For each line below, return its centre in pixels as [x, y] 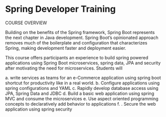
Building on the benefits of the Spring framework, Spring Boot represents [80, 32]
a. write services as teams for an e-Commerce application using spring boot [83, 78]
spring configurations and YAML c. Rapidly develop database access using [82, 88]
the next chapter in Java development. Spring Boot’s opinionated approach [82, 38]
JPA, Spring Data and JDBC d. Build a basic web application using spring [80, 93]
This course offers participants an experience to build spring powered [77, 57]
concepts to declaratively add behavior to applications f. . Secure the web [81, 104]
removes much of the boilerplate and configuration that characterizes [76, 42]
